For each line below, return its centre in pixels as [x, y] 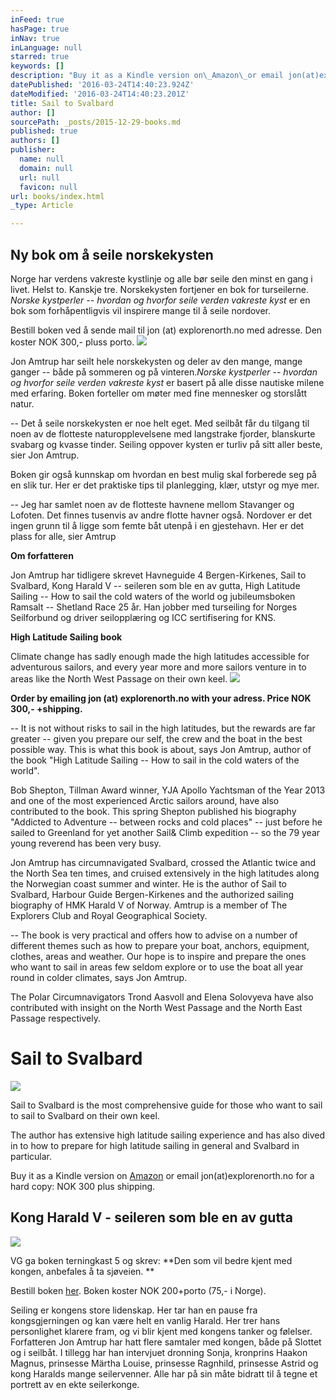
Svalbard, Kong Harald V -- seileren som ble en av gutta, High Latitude [155, 585]
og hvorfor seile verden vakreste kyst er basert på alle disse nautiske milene [167, 382]
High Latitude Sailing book [66, 637]
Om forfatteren [42, 555]
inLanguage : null [46, 47]
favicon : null [48, 187]
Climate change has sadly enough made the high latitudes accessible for [160, 656]
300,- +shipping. [46, 708]
